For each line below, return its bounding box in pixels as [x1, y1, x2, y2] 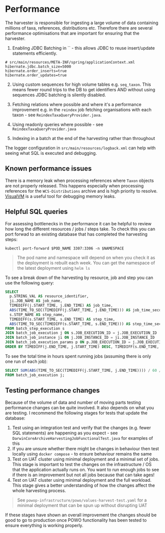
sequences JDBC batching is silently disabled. [12, 92, 107, 98]
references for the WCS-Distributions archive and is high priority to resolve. [5, 188, 158, 194]
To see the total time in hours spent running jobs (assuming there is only [5, 353, 151, 359]
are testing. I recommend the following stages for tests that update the [5, 410, 148, 416]
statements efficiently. [12, 50, 57, 56]
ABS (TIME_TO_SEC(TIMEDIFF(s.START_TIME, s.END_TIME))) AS [9, 321, 131, 326]
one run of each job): [5, 358, 48, 364]
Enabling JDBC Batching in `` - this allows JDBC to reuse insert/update [12, 45, 155, 51]
